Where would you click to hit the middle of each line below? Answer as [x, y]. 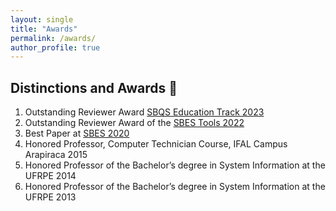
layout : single [42, 19]
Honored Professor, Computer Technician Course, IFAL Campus [156, 144]
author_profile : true [55, 47]
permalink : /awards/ [53, 38]
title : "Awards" [44, 29]
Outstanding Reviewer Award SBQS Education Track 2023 [144, 112]
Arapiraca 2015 [56, 155]
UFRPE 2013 [50, 197]
